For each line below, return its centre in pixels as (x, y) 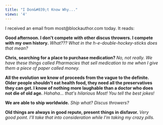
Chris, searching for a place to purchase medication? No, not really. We (79, 57)
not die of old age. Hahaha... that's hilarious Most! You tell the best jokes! (80, 93)
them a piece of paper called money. (42, 68)
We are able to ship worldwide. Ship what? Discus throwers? (67, 102)
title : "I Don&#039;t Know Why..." (41, 10)
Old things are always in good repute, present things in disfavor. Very (77, 112)
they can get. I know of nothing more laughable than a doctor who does (79, 88)
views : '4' (16, 14)
